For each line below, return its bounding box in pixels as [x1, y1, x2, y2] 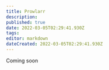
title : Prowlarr [6, 8, 45, 15]
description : [6, 14, 38, 20]
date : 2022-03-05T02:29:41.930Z [6, 24, 85, 31]
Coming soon [6, 57, 38, 64]
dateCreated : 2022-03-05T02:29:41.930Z [6, 41, 103, 47]
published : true [6, 19, 45, 25]
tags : [6, 30, 19, 36]
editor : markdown [6, 36, 48, 41]
